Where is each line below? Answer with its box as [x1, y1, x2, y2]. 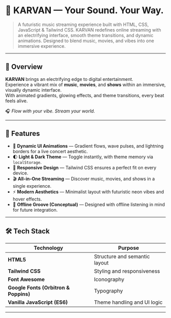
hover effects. [12, 196, 42, 202]
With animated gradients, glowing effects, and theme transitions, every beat [5, 92, 164, 98]
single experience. [12, 183, 52, 189]
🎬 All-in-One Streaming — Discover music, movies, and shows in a [12, 176, 155, 182]
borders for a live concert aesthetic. [12, 148, 88, 154]
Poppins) [8, 291, 31, 298]
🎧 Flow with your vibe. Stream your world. [5, 108, 95, 114]
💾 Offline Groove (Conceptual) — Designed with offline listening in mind [12, 201, 165, 208]
